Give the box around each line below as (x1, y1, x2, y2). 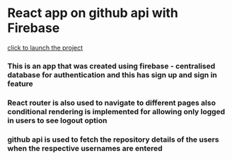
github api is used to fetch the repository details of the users (7, 135, 219, 144)
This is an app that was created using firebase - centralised (7, 61, 216, 71)
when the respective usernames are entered (7, 143, 163, 153)
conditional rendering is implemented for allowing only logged (7, 106, 226, 116)
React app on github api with (7, 5, 179, 21)
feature (7, 79, 33, 88)
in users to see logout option (7, 115, 108, 125)
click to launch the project (7, 43, 83, 52)
